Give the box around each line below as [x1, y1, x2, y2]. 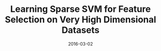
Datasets [61, 25, 100, 36]
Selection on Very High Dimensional [4, 14, 157, 25]
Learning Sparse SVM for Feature [10, 3, 151, 15]
